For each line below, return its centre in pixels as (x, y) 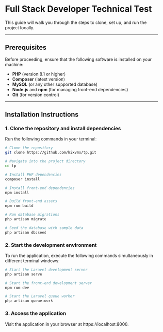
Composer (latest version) (39, 79)
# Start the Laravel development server (47, 270)
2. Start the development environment (51, 245)
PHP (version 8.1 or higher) (39, 74)
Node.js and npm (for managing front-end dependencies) (70, 89)
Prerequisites (26, 48)
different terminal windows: (32, 261)
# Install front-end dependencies (40, 188)
